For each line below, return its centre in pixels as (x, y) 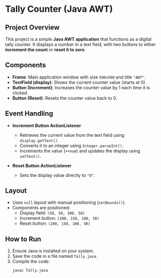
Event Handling (29, 114)
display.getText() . (39, 140)
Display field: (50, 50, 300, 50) (52, 213)
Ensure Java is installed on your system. (53, 251)
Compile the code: (31, 261)
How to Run (23, 239)
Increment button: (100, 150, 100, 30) (60, 218)
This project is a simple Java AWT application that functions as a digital (78, 39)
